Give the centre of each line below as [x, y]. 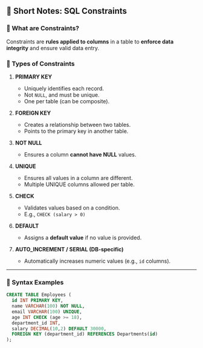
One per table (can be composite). [67, 101]
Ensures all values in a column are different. [78, 178]
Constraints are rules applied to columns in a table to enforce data [90, 41]
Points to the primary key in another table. [76, 131]
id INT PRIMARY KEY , [37, 301]
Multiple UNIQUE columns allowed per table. [79, 184]
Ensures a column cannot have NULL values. [80, 154]
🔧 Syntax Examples [35, 282]
